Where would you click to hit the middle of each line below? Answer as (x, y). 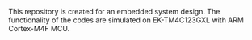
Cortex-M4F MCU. (39, 28)
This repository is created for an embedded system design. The (114, 12)
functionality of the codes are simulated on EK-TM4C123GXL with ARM (126, 20)
